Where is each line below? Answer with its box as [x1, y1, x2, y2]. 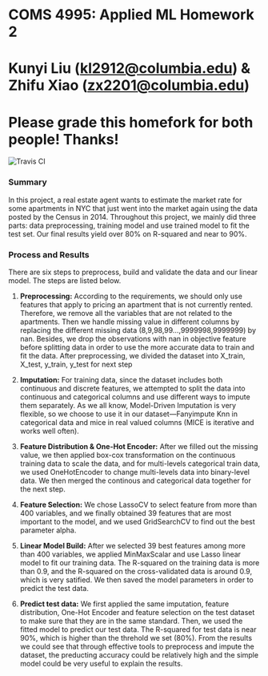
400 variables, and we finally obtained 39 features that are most [19, 508, 232, 518]
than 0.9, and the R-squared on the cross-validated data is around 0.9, [19, 566, 253, 576]
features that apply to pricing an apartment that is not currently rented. [19, 299, 254, 310]
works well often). [19, 426, 80, 435]
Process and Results [8, 249, 90, 260]
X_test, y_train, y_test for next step [19, 359, 133, 369]
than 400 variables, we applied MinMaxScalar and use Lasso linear [19, 549, 242, 559]
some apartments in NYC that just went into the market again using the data [8, 203, 258, 213]
